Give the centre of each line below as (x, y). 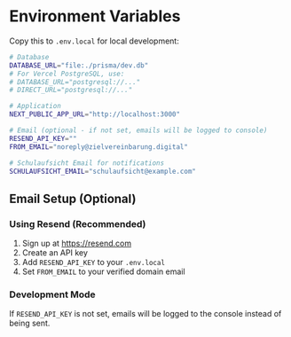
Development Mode (52, 294)
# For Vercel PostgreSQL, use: (67, 74)
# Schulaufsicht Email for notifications (87, 163)
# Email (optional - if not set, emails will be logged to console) (138, 130)
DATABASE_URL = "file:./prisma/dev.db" (79, 65)
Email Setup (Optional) (73, 198)
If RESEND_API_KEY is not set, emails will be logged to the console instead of (145, 314)
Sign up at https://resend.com (76, 243)
